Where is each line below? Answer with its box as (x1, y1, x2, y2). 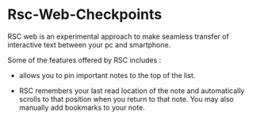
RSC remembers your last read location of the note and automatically (18, 85, 245, 96)
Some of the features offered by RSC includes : (7, 55, 162, 65)
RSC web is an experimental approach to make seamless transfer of (7, 32, 229, 41)
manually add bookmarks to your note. (18, 103, 146, 112)
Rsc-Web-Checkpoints (7, 6, 163, 24)
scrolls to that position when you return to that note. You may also (18, 94, 235, 103)
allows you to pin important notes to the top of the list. (18, 70, 196, 80)
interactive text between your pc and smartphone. (7, 39, 171, 49)
